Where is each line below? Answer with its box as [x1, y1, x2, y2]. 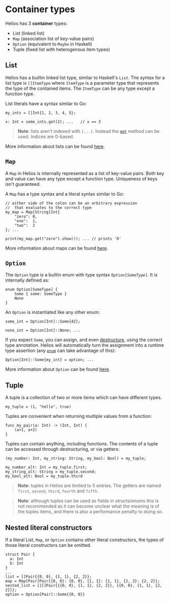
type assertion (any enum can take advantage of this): [5, 347, 116, 353]
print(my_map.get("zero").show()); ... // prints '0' [5, 236, 122, 241]
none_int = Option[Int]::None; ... [5, 328, 81, 333]
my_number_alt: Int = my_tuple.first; [5, 465, 87, 470]
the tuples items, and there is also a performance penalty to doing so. [17, 509, 163, 515]
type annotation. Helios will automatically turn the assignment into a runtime [5, 342, 164, 348]
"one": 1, [14, 218, 38, 224]
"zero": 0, [14, 214, 38, 219]
